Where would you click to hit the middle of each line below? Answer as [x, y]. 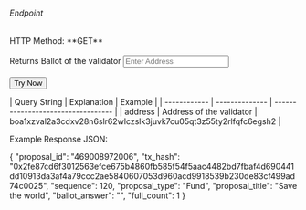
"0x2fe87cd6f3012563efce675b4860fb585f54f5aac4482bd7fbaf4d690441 [152, 167]
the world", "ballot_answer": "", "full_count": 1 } [97, 195]
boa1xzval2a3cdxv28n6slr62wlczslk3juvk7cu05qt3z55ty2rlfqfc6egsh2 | [145, 121]
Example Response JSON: [58, 139]
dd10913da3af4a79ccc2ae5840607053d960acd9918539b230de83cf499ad [152, 176]
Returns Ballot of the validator [65, 61]
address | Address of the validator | [191, 112]
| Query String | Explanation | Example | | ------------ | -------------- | [141, 102]
